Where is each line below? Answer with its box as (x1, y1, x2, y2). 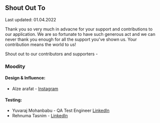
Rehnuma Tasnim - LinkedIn (12, 113, 68, 119)
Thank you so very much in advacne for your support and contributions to (5, 26, 153, 32)
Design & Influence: (5, 75, 46, 81)
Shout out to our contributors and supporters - (5, 51, 98, 57)
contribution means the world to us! (5, 41, 76, 47)
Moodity (5, 63, 26, 70)
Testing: (5, 97, 22, 103)
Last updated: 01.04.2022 (5, 16, 57, 22)
